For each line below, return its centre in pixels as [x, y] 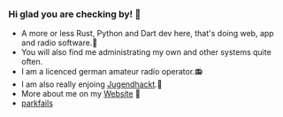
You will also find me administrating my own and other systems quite [146, 52]
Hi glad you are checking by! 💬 [75, 14]
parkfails [37, 103]
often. [32, 62]
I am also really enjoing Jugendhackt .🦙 [92, 84]
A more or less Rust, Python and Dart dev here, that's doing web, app [148, 34]
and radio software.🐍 [59, 43]
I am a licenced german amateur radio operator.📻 [112, 72]
